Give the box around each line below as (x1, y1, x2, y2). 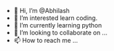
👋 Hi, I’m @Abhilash (13, 7, 70, 14)
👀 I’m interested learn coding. (13, 14, 98, 22)
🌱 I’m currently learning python (13, 21, 102, 29)
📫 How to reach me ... (13, 37, 78, 44)
